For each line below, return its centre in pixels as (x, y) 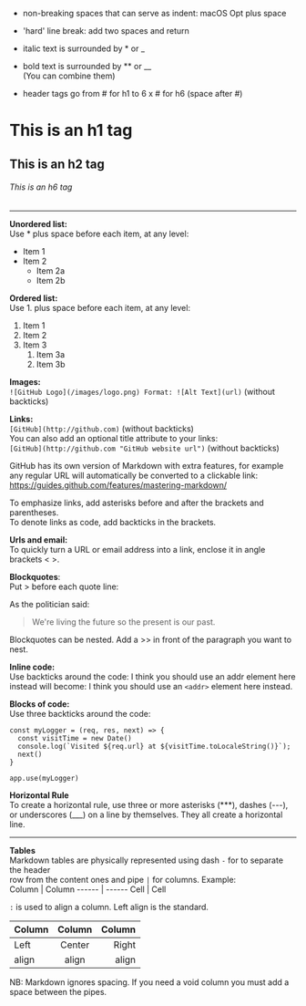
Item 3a (51, 354)
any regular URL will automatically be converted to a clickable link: (134, 475)
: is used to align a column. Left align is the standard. (109, 907)
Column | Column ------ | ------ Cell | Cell (88, 889)
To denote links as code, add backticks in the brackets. (113, 522)
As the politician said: (50, 604)
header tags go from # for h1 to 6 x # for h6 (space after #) (133, 93)
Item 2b (51, 280)
